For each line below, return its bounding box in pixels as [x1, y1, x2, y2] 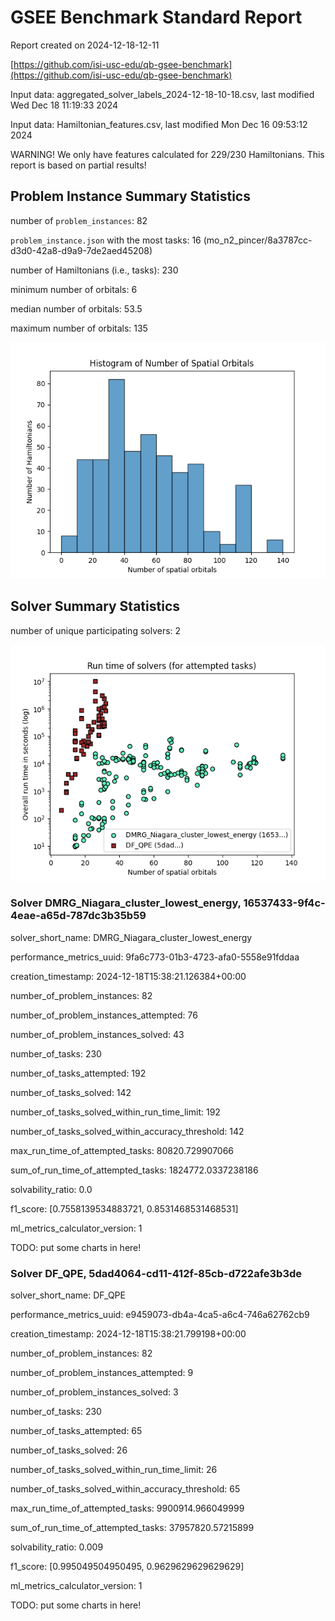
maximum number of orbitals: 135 [10, 322, 148, 334]
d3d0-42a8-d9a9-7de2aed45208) [10, 244, 153, 256]
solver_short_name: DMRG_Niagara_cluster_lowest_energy [10, 931, 253, 943]
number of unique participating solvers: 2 [10, 624, 182, 636]
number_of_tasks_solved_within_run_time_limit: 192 [10, 1106, 221, 1118]
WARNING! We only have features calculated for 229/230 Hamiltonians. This [10, 148, 325, 160]
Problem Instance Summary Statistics [10, 188, 251, 205]
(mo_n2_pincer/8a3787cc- [203, 234, 313, 246]
